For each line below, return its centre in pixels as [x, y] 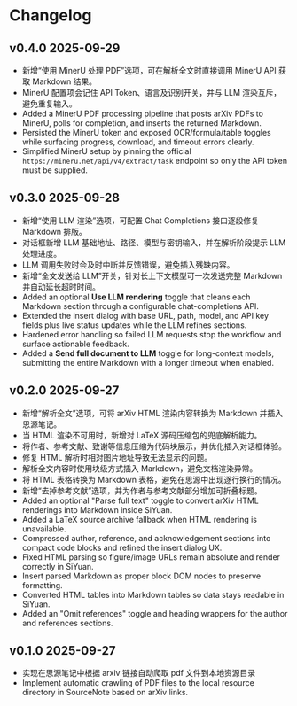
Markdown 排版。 [54, 231]
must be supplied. [55, 170]
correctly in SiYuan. [58, 566]
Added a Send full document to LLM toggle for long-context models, [148, 353]
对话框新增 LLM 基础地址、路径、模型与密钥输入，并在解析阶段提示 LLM [154, 242]
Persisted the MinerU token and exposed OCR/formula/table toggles [147, 132]
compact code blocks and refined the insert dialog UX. [122, 547]
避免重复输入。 [49, 104]
